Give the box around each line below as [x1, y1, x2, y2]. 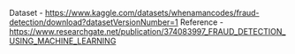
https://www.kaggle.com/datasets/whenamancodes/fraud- [44, 8, 260, 18]
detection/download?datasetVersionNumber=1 [9, 17, 178, 27]
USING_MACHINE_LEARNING [9, 35, 117, 46]
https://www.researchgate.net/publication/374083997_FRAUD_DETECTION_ [9, 27, 286, 36]
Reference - [179, 17, 223, 27]
